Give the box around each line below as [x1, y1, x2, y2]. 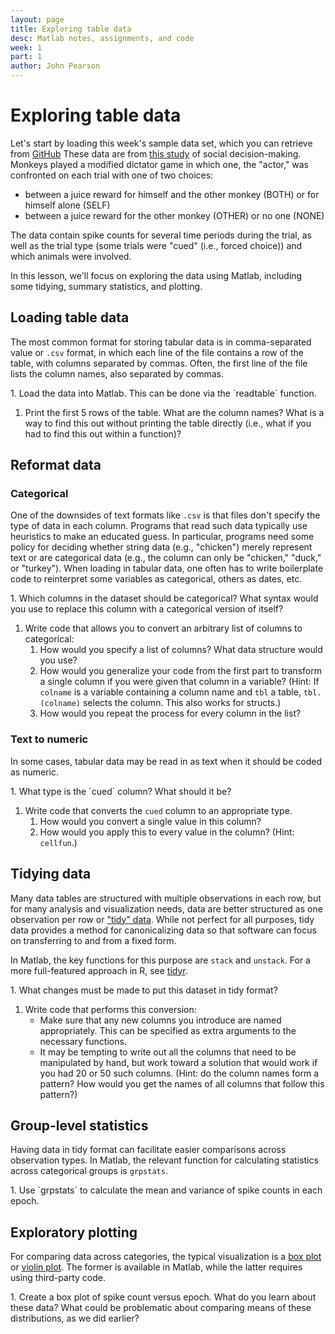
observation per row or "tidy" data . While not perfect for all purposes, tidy [10, 913, 315, 925]
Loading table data [10, 309, 130, 326]
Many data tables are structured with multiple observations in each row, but [10, 892, 322, 904]
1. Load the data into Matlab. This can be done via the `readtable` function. [10, 387, 317, 399]
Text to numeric [10, 732, 89, 746]
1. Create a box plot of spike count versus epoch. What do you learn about [10, 1291, 317, 1303]
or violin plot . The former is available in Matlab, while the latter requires [10, 1261, 303, 1273]
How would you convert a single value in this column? [39, 815, 262, 827]
